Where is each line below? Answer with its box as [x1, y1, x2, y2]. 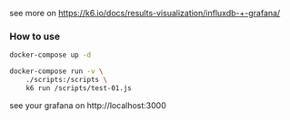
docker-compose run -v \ [9, 67, 104, 76]
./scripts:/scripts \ [25, 76, 107, 85]
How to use [9, 30, 61, 42]
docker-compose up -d [9, 51, 92, 60]
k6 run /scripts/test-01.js [25, 83, 132, 93]
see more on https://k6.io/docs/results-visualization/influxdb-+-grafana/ [9, 8, 281, 18]
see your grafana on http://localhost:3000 [9, 99, 166, 111]
